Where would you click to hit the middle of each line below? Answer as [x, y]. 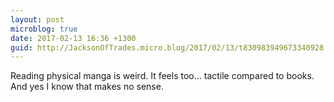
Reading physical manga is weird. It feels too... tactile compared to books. [162, 76]
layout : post [37, 19]
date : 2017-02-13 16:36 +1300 [73, 38]
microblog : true [44, 29]
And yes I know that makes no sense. [87, 87]
